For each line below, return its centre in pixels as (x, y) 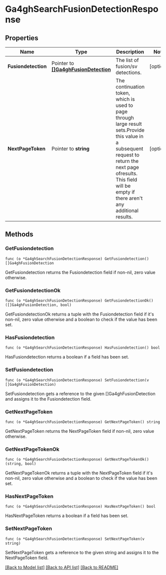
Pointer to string (71, 149)
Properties (22, 38)
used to (124, 105)
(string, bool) (21, 464)
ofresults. (126, 173)
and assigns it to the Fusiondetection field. (48, 399)
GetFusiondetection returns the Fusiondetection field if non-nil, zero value (80, 272)
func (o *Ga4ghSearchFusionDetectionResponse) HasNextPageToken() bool (80, 507)
